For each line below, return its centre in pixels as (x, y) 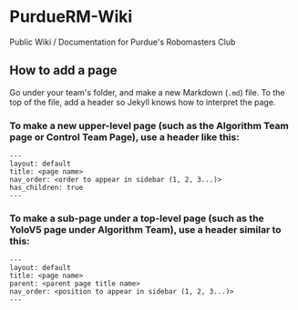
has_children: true (46, 188)
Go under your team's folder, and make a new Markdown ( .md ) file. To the (147, 92)
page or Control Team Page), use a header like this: (124, 136)
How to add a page (63, 70)
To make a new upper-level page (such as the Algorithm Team (149, 125)
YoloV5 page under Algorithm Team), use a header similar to (145, 229)
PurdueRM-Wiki (71, 17)
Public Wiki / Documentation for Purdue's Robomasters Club (123, 42)
